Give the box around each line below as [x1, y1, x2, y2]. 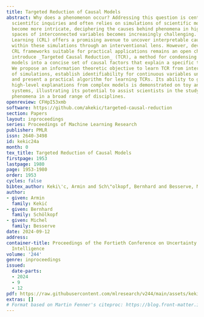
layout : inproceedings [6, 116, 64, 122]
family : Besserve [12, 223, 56, 229]
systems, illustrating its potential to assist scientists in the [12, 88, 183, 94]
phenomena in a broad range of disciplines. [12, 93, 126, 99]
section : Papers [6, 110, 47, 116]
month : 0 [6, 144, 29, 150]
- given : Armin [6, 195, 45, 201]
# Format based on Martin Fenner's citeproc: [6, 302, 123, 308]
